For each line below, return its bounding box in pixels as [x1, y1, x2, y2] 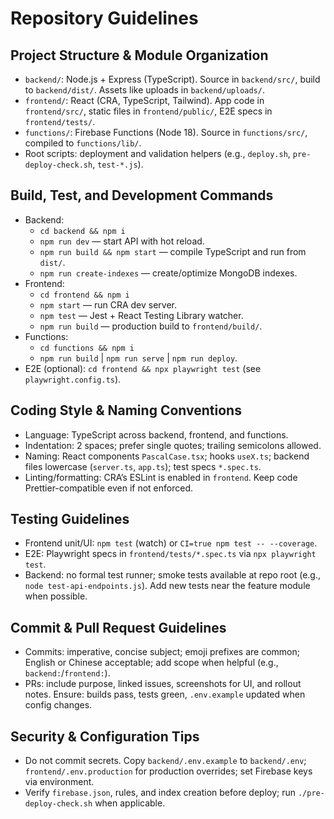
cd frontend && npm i [39, 290, 130, 300]
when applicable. [94, 797, 166, 809]
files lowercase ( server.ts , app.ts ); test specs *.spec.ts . [24, 460, 262, 472]
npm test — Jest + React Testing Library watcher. [39, 309, 244, 321]
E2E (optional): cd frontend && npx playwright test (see [24, 362, 262, 374]
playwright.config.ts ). [24, 373, 122, 385]
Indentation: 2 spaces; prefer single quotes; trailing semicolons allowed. [24, 439, 322, 451]
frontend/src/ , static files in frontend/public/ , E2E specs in [24, 105, 273, 117]
